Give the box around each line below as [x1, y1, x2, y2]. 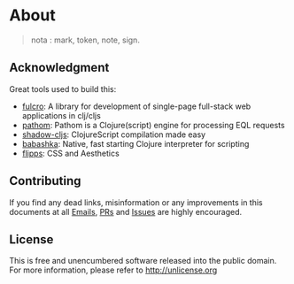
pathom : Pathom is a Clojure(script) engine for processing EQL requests [21, 119, 285, 130]
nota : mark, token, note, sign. [30, 35, 140, 45]
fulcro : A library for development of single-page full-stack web [21, 101, 251, 111]
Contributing [9, 173, 81, 188]
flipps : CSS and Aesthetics [21, 148, 120, 158]
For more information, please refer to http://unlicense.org [9, 265, 218, 275]
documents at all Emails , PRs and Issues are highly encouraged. [9, 206, 243, 217]
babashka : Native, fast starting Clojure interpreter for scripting [21, 138, 250, 149]
